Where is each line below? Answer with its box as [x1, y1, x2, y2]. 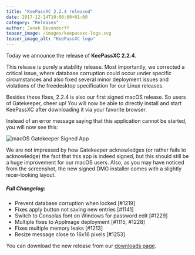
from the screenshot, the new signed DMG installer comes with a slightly [6, 165, 182, 172]
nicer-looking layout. [6, 172, 56, 178]
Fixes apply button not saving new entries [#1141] [14, 206, 134, 213]
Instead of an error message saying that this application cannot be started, [6, 118, 187, 124]
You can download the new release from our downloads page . [6, 242, 157, 249]
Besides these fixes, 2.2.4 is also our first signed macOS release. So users [6, 93, 186, 100]
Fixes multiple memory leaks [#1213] [14, 224, 103, 231]
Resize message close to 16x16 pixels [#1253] [14, 230, 125, 238]
